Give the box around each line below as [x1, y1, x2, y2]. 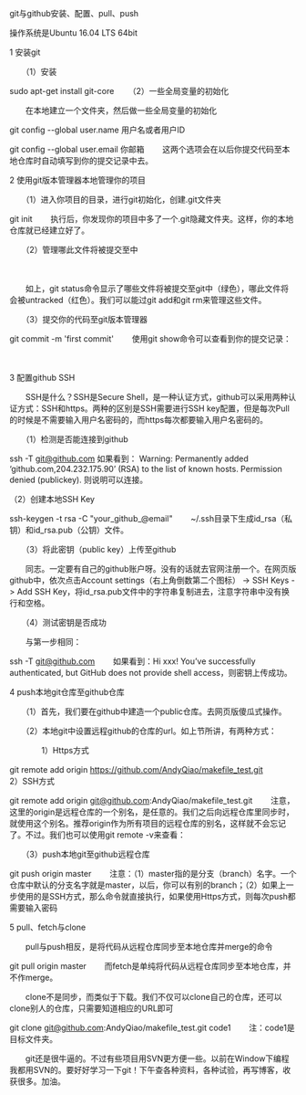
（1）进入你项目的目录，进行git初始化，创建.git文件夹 [25, 195, 221, 205]
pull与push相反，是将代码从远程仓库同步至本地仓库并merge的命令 [25, 942, 273, 952]
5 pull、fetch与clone [9, 921, 87, 932]
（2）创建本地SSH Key [9, 494, 96, 504]
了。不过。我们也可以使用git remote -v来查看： [9, 829, 187, 840]
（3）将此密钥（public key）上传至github [25, 544, 177, 554]
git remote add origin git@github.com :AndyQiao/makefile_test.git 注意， [9, 795, 295, 805]
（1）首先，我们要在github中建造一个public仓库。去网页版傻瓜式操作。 [25, 706, 287, 717]
